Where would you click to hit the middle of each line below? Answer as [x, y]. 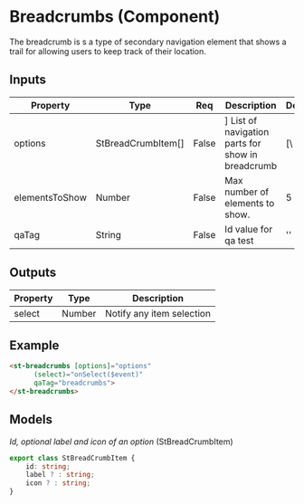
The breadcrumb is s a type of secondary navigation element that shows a [148, 42]
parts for [243, 143]
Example [34, 345]
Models [31, 419]
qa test [239, 240]
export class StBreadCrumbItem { [72, 458]
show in [241, 154]
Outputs [33, 273]
